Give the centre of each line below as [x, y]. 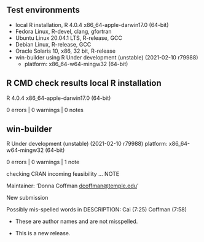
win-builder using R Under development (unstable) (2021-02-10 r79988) [107, 57]
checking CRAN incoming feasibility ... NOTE [63, 174]
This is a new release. [43, 233]
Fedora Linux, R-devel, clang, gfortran [63, 31]
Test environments [43, 10]
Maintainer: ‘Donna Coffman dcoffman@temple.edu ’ [73, 186]
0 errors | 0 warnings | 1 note [43, 162]
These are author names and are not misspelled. [76, 221]
